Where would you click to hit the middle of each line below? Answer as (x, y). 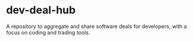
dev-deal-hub (41, 10)
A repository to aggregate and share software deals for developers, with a (96, 26)
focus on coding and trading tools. (48, 32)
